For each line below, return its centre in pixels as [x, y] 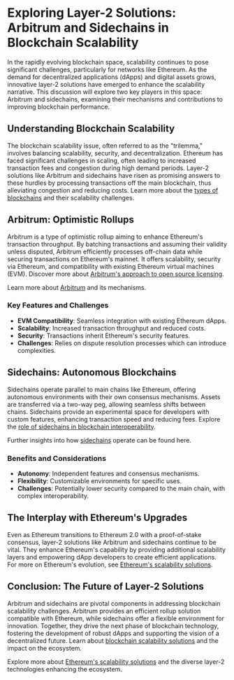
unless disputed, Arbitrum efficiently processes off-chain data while [105, 251]
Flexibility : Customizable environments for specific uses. [100, 480]
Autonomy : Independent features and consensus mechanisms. [108, 473]
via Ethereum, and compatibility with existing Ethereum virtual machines [111, 266]
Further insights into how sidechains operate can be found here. [100, 440]
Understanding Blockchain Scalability [91, 129]
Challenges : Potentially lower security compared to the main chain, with [121, 488]
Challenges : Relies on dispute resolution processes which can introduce [122, 343]
